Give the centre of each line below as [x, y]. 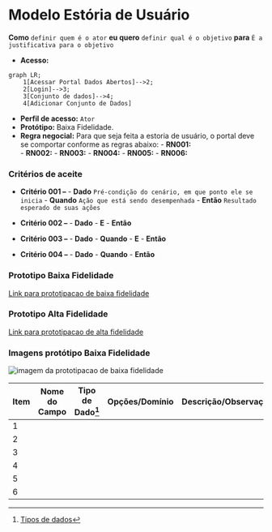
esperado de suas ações [60, 208]
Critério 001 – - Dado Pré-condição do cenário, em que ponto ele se [136, 191]
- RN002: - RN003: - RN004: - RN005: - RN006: [104, 152]
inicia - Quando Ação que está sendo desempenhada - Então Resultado [138, 200]
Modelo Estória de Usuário [99, 15]
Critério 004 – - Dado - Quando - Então [87, 255]
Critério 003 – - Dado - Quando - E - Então [93, 239]
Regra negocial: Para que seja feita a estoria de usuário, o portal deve [137, 135]
